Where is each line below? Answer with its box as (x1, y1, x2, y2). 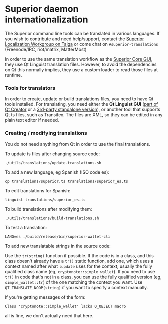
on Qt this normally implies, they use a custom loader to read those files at (5, 66, 158, 73)
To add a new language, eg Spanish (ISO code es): (5, 169, 110, 175)
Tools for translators (5, 84, 56, 91)
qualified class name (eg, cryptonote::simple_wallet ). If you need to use (5, 268, 155, 274)
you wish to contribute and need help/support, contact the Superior (5, 36, 144, 42)
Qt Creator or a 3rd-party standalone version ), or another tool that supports (5, 106, 161, 113)
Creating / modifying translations (5, 130, 87, 137)
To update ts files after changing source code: (5, 151, 100, 157)
